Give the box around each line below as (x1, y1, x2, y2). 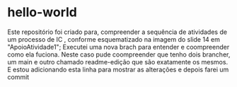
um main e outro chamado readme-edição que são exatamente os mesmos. (7, 57, 229, 66)
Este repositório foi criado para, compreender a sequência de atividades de (7, 28, 228, 36)
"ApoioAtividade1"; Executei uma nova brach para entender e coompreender (7, 42, 230, 51)
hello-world (7, 4, 78, 21)
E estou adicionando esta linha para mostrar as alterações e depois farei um (7, 65, 229, 74)
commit (7, 72, 30, 81)
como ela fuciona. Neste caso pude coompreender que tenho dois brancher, (7, 50, 231, 59)
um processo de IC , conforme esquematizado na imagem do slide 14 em (7, 35, 221, 43)
